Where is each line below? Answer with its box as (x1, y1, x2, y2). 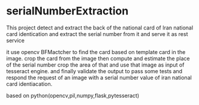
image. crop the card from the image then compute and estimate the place (6, 55, 190, 62)
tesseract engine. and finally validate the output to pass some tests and (6, 67, 183, 74)
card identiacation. (6, 80, 53, 88)
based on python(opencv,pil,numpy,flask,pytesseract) (6, 92, 140, 99)
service (6, 37, 25, 44)
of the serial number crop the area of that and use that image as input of (6, 61, 185, 68)
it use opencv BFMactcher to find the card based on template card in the (6, 48, 186, 55)
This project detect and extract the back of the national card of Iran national (6, 24, 194, 31)
